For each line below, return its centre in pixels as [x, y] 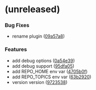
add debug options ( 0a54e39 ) [43, 61]
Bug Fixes [17, 25]
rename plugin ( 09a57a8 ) [38, 36]
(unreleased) [32, 9]
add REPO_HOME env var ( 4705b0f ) [50, 71]
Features [16, 49]
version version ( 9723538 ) [40, 82]
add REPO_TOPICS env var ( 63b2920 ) [52, 77]
